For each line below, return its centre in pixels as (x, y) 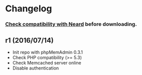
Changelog (29, 9)
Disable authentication (36, 68)
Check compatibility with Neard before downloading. (71, 24)
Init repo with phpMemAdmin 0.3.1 (48, 52)
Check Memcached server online (47, 63)
